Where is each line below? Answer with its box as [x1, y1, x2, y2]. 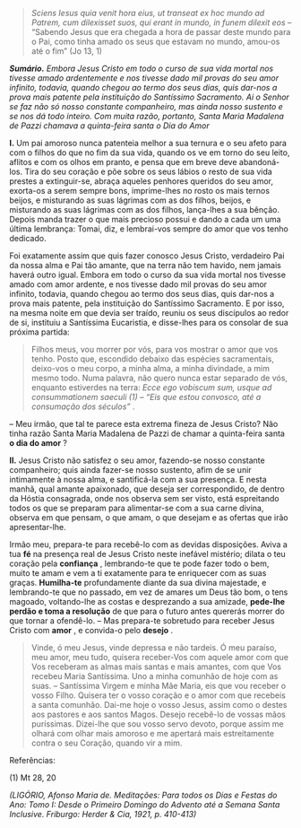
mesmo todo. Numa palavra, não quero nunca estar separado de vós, [30, 372, 288, 383]
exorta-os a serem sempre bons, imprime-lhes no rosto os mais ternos [9, 186, 271, 196]
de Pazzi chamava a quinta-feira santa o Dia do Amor [9, 120, 211, 131]
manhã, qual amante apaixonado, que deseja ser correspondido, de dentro [9, 484, 285, 494]
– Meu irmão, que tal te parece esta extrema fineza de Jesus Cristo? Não [9, 419, 279, 429]
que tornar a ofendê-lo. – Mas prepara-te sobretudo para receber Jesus [9, 615, 275, 626]
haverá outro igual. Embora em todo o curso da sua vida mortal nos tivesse [9, 269, 287, 280]
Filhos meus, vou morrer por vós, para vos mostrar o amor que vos [30, 344, 279, 354]
